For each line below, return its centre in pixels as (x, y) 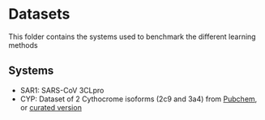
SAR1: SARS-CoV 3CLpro (62, 90)
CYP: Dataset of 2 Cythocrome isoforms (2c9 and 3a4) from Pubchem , (139, 99)
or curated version (51, 107)
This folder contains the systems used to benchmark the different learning (132, 36)
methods (23, 45)
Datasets (39, 14)
